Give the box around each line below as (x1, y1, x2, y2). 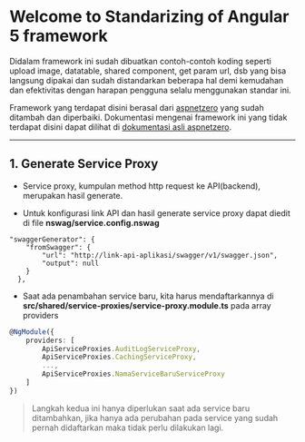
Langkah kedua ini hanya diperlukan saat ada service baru (31, 402, 251, 414)
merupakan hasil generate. (22, 190, 123, 201)
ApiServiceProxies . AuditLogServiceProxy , (42, 344, 202, 353)
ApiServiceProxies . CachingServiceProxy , (42, 352, 197, 362)
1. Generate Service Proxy (9, 156, 159, 172)
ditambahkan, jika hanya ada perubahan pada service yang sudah (31, 412, 279, 423)
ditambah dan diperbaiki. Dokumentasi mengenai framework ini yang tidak (9, 112, 288, 123)
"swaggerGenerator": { (9, 234, 95, 244)
